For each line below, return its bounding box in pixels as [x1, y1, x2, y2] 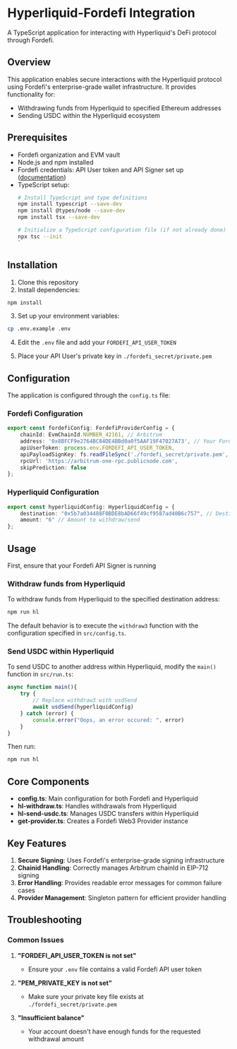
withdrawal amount [28, 1034, 85, 1043]
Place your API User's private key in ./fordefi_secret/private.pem [17, 352, 212, 361]
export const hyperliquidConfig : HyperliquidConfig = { [7, 503, 175, 510]
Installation [7, 259, 58, 271]
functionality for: [7, 90, 56, 98]
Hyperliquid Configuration [7, 487, 99, 497]
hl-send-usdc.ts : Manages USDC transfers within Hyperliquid [17, 810, 199, 818]
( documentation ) [17, 173, 66, 181]
